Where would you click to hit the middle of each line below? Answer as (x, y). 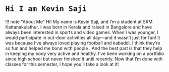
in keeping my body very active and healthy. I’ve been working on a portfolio (85, 53)
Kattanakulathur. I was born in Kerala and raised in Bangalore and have (79, 27)
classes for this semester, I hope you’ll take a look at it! (62, 64)
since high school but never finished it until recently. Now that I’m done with (84, 58)
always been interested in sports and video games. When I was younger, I (82, 32)
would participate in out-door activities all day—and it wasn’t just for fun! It (83, 37)
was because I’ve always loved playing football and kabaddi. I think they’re (83, 43)
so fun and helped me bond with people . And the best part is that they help (84, 48)
